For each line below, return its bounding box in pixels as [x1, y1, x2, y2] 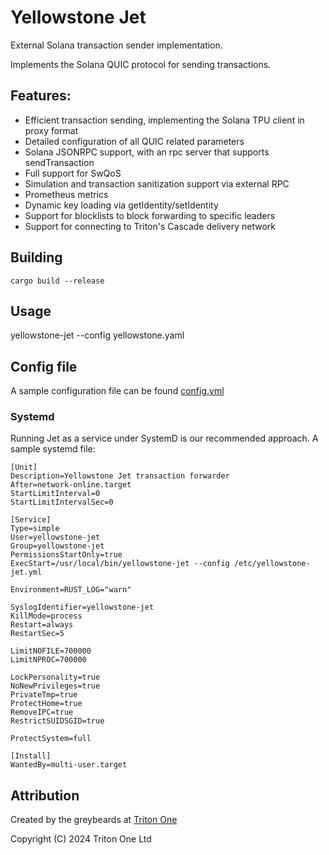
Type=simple [10, 524, 60, 534]
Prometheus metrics [24, 188, 109, 200]
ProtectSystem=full [10, 734, 92, 744]
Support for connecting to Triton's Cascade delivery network [24, 220, 276, 232]
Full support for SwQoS [24, 167, 122, 179]
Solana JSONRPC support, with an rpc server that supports [24, 146, 270, 158]
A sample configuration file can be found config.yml [10, 385, 225, 397]
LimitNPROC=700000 [10, 655, 87, 665]
